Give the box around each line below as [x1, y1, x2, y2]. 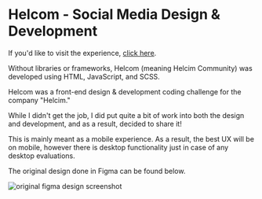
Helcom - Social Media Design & [8, 6, 221, 24]
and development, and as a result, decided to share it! [8, 119, 182, 128]
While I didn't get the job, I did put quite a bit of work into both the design [8, 110, 245, 120]
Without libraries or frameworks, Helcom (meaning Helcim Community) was [8, 63, 253, 72]
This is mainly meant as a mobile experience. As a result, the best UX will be [8, 134, 255, 143]
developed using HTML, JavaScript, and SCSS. [8, 72, 161, 81]
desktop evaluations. [8, 151, 76, 160]
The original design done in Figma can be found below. [8, 166, 186, 175]
